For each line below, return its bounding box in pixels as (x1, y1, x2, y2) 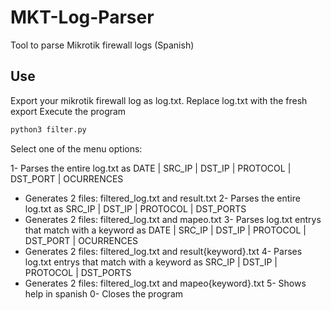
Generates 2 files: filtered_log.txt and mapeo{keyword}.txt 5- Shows (24, 277, 307, 289)
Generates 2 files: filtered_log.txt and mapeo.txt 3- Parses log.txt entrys (24, 213, 322, 225)
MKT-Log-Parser (10, 6, 155, 29)
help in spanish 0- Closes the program (24, 287, 184, 300)
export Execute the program (10, 105, 127, 117)
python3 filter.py (10, 124, 87, 135)
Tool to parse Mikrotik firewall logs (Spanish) (10, 39, 195, 51)
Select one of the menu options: (10, 142, 143, 155)
